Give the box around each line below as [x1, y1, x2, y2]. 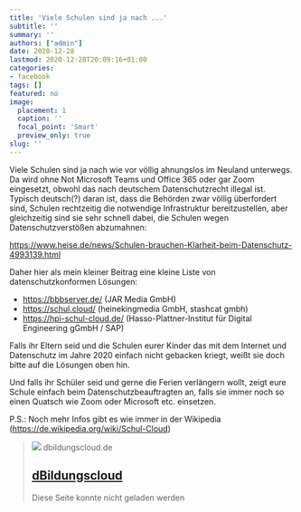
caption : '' [17, 114, 63, 123]
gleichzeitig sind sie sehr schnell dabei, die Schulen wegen [9, 212, 229, 223]
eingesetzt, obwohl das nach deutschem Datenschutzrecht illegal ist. [9, 183, 267, 194]
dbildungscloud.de [42, 441, 113, 452]
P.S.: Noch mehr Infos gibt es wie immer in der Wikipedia [9, 413, 221, 424]
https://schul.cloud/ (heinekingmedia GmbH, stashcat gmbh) [22, 303, 249, 314]
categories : [9, 64, 54, 73]
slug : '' [9, 139, 42, 148]
